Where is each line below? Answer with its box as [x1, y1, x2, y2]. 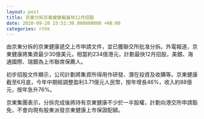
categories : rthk [6, 25, 50, 32]
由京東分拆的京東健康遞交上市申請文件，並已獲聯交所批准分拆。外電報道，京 [6, 43, 198, 50]
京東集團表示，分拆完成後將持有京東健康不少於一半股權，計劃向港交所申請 [6, 99, 192, 106]
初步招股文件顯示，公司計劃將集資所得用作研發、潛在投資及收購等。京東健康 [6, 71, 198, 79]
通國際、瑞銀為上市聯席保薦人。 [6, 58, 86, 65]
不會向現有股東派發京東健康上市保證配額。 [16, 106, 123, 114]
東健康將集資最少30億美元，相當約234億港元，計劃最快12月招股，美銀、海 [6, 51, 193, 58]
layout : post [6, 8, 39, 15]
